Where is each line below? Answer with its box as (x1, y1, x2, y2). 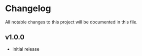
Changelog (5, 3, 51, 14)
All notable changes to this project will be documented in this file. (5, 19, 138, 25)
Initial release (12, 46, 39, 52)
